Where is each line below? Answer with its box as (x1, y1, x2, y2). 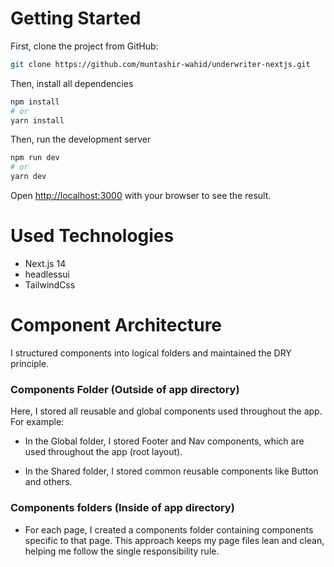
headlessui (24, 268, 70, 280)
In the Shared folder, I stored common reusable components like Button (24, 465, 319, 477)
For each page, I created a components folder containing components (24, 523, 314, 536)
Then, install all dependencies (10, 77, 134, 89)
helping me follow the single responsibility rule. (24, 545, 220, 557)
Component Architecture (10, 314, 223, 337)
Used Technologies (10, 225, 175, 247)
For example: (10, 416, 65, 428)
